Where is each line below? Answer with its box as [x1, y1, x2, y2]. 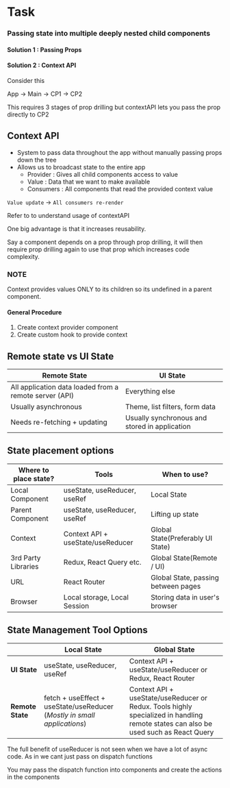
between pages [150, 581, 201, 591]
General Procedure [7, 308, 62, 316]
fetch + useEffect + [44, 693, 106, 702]
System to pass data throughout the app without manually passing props [16, 148, 222, 156]
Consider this [7, 76, 45, 84]
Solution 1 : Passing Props [7, 45, 82, 53]
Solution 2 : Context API [7, 61, 77, 69]
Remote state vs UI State [7, 350, 114, 362]
